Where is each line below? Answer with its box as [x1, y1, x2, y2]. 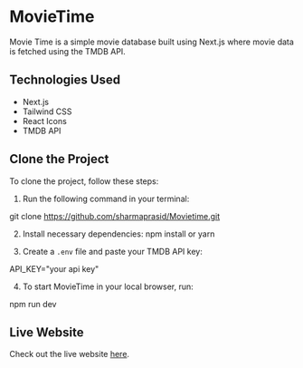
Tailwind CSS [22, 106, 72, 117]
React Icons [22, 115, 68, 126]
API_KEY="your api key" [9, 263, 99, 274]
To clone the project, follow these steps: [9, 175, 159, 187]
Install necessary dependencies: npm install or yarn [22, 228, 215, 239]
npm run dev [9, 298, 57, 309]
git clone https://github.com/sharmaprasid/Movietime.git [9, 210, 221, 221]
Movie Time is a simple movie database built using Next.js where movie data [9, 36, 294, 47]
